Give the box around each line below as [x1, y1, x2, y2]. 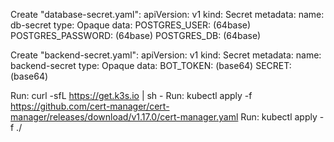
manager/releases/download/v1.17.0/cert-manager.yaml [10, 111, 239, 123]
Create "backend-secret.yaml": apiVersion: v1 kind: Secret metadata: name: [10, 49, 322, 61]
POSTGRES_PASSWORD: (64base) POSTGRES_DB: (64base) [10, 30, 262, 41]
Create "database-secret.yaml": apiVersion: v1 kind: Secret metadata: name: [10, 9, 325, 20]
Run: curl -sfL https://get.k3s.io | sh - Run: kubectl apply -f [10, 90, 253, 101]
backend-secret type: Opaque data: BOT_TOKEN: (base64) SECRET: [10, 60, 292, 71]
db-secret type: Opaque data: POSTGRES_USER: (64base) [10, 19, 252, 31]
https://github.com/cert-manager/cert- [10, 100, 170, 112]
